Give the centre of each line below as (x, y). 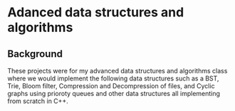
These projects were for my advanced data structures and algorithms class (117, 71)
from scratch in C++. (38, 101)
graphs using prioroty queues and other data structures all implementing (114, 94)
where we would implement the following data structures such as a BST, (113, 78)
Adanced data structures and (96, 12)
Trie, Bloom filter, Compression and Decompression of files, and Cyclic (111, 86)
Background (35, 54)
